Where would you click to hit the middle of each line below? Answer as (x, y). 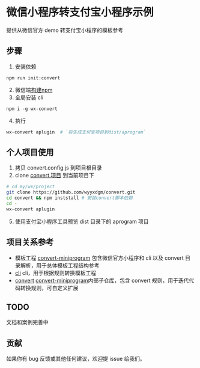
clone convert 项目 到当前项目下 (55, 176)
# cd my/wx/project (31, 187)
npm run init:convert (33, 78)
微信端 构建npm (34, 90)
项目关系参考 (30, 242)
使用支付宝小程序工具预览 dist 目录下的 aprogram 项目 (82, 221)
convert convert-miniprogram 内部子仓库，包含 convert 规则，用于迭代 (102, 280)
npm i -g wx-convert (32, 109)
